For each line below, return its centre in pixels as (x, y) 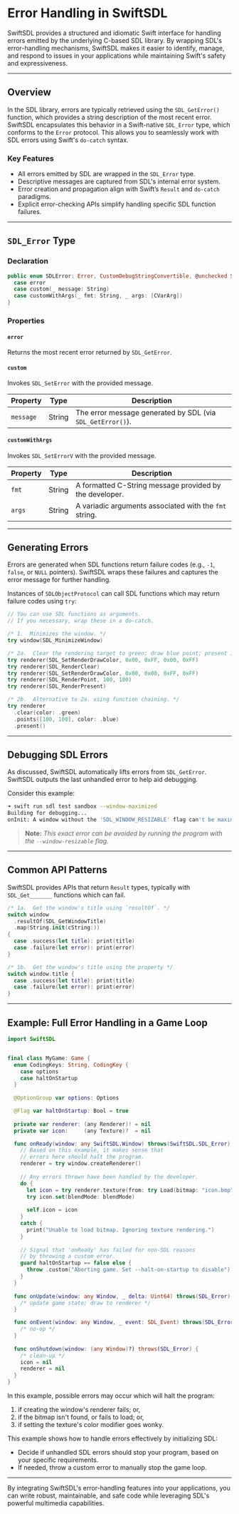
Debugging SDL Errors (58, 755)
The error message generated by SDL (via (146, 413)
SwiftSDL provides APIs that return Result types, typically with (99, 887)
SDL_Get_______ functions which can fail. (67, 895)
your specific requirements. (58, 1460)
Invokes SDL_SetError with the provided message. (80, 383)
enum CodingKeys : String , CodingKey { (71, 1065)
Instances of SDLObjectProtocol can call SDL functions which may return (114, 594)
